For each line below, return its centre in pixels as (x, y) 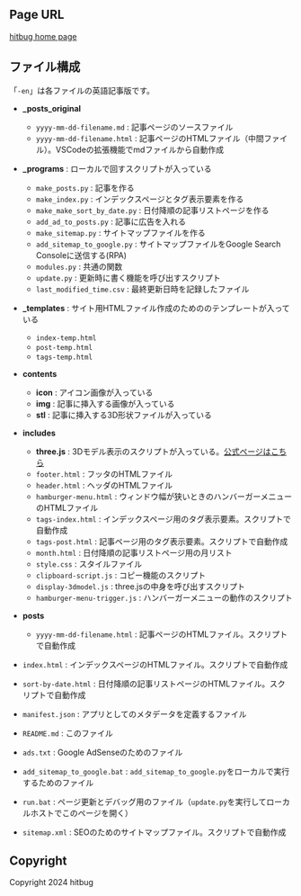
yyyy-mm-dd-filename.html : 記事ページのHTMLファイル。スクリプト (162, 634)
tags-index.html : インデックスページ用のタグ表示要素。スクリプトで (164, 519)
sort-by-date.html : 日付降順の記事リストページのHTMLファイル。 (146, 684)
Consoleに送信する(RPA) (81, 255)
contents (40, 373)
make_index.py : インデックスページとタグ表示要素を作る (140, 199)
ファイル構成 (45, 67)
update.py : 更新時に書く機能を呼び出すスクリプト (128, 277)
